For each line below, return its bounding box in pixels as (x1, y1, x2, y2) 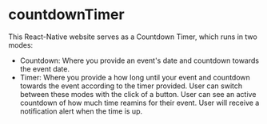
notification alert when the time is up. (19, 106, 142, 116)
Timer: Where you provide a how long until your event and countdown (19, 72, 250, 82)
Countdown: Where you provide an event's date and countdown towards (19, 56, 260, 65)
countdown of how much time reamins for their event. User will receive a (19, 98, 260, 107)
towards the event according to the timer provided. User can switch (19, 81, 243, 91)
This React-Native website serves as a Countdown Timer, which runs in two (8, 32, 257, 41)
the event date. (19, 64, 70, 73)
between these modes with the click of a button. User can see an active (19, 89, 257, 99)
